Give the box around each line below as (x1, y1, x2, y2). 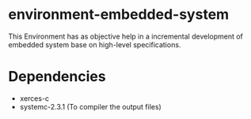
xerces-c (19, 93, 50, 103)
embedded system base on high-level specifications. (8, 39, 181, 49)
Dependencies (8, 68, 106, 86)
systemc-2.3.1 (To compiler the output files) (19, 102, 162, 111)
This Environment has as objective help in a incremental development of (8, 32, 244, 41)
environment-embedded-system (8, 6, 230, 24)
